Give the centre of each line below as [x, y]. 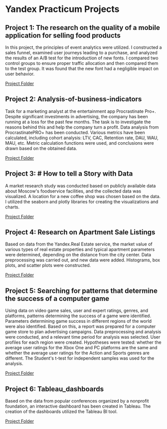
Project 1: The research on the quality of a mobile [83, 28]
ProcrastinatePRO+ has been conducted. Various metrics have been [75, 132]
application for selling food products [63, 35]
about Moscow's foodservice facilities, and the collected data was [73, 191]
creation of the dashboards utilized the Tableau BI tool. [62, 412]
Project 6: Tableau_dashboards [55, 389]
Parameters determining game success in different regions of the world [79, 321]
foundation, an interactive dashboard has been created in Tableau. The [78, 406]
